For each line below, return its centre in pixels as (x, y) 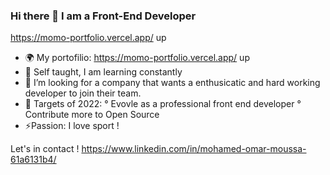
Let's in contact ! (45, 149)
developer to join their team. (83, 93)
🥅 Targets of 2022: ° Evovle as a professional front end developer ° (163, 104)
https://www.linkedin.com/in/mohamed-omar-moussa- (194, 149)
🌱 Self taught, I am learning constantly (103, 72)
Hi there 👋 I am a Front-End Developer (103, 16)
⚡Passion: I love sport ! (72, 126)
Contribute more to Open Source (92, 115)
